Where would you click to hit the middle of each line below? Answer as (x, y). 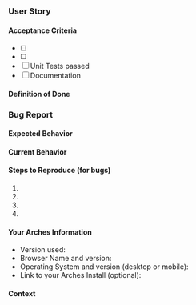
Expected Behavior (41, 134)
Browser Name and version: (66, 259)
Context (22, 293)
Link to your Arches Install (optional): (80, 275)
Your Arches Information (50, 232)
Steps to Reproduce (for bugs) (60, 171)
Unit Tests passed (60, 66)
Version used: (42, 250)
